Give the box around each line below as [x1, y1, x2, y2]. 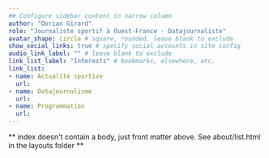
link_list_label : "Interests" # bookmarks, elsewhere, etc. [8, 58, 216, 66]
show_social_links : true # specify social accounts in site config [8, 42, 241, 50]
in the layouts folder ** [8, 141, 84, 150]
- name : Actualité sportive [8, 72, 104, 80]
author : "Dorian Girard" [8, 19, 92, 28]
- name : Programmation [8, 102, 85, 110]
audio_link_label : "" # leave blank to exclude [8, 49, 173, 58]
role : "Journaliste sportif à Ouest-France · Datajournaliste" [8, 27, 227, 35]
